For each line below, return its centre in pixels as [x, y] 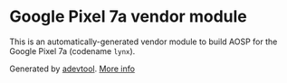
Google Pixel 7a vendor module [128, 17]
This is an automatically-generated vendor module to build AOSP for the [143, 41]
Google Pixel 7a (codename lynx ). [72, 51]
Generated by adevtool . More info [72, 69]
